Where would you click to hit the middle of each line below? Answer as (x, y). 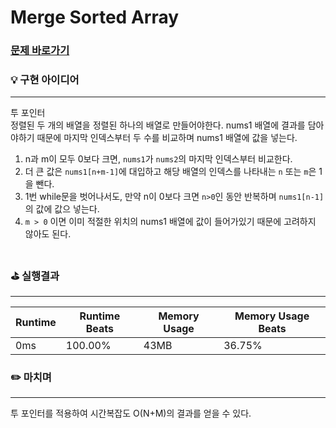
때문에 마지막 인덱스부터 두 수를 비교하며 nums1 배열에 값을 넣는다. (167, 138)
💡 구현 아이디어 (45, 80)
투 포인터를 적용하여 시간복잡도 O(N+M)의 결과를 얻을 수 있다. (131, 413)
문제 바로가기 (40, 51)
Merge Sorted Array (95, 17)
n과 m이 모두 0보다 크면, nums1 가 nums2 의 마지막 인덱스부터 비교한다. (158, 159)
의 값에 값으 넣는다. (62, 209)
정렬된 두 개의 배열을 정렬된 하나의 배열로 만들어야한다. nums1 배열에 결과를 (158, 125)
